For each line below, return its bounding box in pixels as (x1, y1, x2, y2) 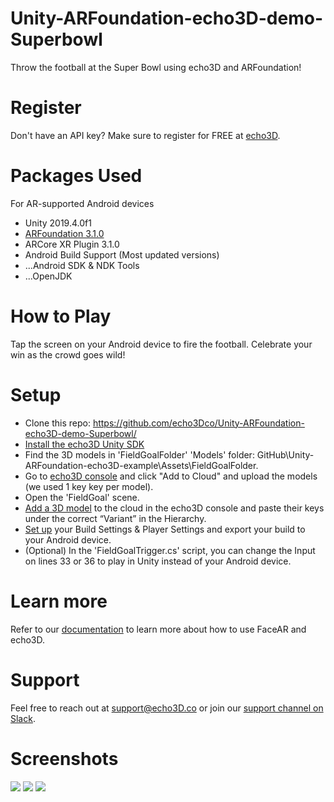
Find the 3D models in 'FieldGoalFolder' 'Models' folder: (24, 448, 255, 461)
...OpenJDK (24, 270, 73, 282)
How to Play (10, 305, 112, 327)
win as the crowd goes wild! (10, 348, 126, 361)
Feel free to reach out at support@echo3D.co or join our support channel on (10, 702, 324, 714)
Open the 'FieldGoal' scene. (24, 491, 140, 503)
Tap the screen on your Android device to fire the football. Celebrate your (10, 338, 313, 350)
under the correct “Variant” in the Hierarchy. (24, 512, 207, 524)
